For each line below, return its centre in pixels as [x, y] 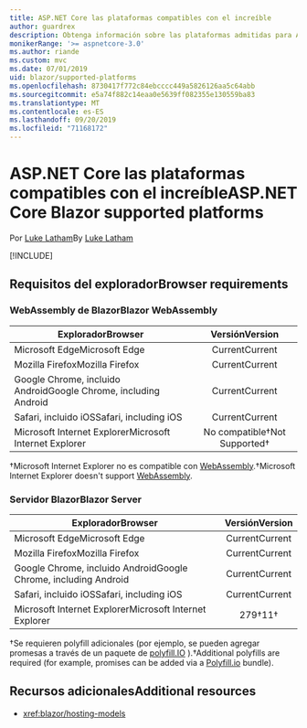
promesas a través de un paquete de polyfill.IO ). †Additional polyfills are [145, 653]
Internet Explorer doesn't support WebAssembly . [101, 476]
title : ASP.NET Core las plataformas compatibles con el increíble [141, 18]
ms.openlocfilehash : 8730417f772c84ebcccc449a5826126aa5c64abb [132, 86]
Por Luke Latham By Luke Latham [72, 238]
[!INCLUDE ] [31, 255]
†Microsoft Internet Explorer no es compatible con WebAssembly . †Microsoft [153, 466]
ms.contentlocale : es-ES [57, 112]
